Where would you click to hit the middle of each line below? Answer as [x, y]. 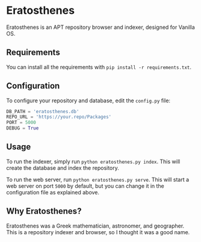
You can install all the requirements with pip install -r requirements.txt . [99, 67]
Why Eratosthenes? [44, 211]
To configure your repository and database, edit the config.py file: [88, 101]
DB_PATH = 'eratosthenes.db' [43, 111]
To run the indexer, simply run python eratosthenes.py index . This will [93, 161]
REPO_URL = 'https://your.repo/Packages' [59, 117]
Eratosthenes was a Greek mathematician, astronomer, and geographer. [95, 226]
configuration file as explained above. [53, 192]
